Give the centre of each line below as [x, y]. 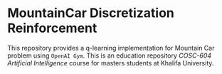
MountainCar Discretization [91, 13]
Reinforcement [52, 28]
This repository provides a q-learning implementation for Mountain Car [111, 48]
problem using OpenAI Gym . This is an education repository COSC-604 [110, 55]
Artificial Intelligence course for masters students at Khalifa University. [111, 63]
